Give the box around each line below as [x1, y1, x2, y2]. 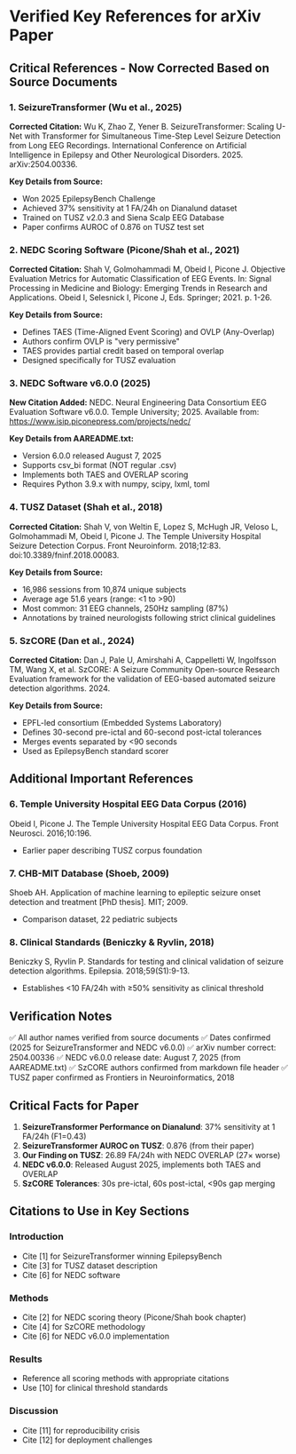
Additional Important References [9, 771, 194, 787]
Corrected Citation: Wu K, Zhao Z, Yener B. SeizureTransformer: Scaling [9, 121, 275, 131]
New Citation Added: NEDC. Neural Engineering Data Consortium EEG [9, 397, 268, 408]
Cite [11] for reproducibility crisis [21, 1425, 140, 1435]
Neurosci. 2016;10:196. [9, 828, 92, 838]
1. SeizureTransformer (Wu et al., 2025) [9, 100, 183, 113]
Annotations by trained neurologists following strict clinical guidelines [21, 612, 277, 623]
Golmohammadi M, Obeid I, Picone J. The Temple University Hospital [9, 530, 261, 541]
